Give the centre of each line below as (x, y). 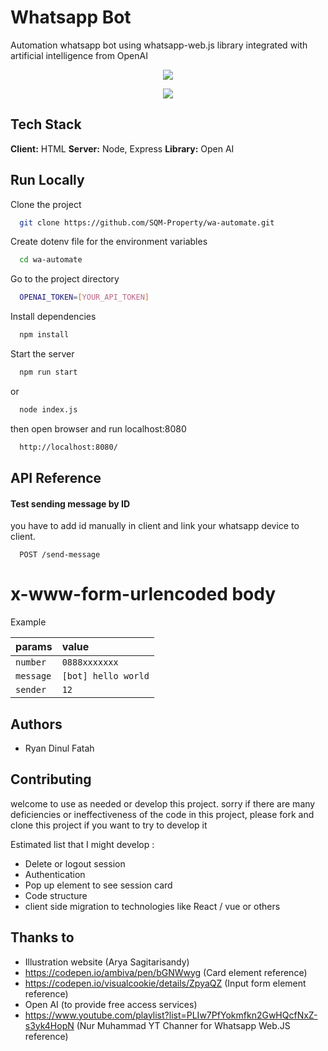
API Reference (56, 478)
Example (28, 622)
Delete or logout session (75, 863)
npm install (44, 335)
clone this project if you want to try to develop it (109, 825)
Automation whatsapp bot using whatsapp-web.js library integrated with (159, 45)
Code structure (56, 895)
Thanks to (42, 937)
